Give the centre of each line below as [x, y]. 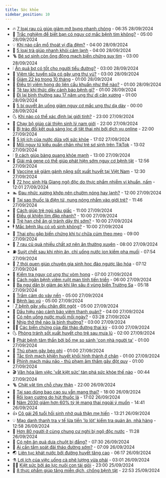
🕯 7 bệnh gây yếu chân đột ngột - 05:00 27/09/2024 [65, 306]
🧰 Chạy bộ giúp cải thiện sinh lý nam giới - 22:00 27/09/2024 [75, 123]
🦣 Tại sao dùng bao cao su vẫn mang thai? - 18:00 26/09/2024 [77, 392]
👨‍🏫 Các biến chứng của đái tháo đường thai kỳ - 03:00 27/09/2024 [81, 327]
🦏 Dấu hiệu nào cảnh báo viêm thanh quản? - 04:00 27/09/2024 [78, 311]
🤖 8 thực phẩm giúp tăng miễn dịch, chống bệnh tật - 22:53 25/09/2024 [86, 470]
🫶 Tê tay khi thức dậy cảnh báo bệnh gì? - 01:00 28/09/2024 [74, 89]
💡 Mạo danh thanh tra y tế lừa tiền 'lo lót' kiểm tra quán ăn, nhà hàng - [84, 420]
